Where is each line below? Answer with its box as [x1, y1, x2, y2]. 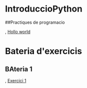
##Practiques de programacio [5, 19, 65, 25]
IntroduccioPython [5, 3, 83, 15]
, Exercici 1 [5, 77, 27, 83]
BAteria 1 [5, 65, 33, 73]
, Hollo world [5, 29, 31, 34]
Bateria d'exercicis [5, 46, 83, 57]
